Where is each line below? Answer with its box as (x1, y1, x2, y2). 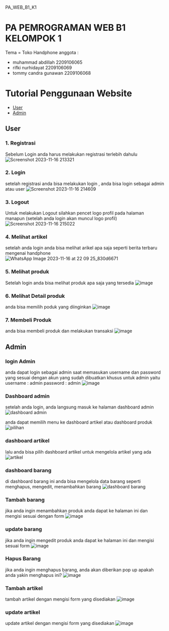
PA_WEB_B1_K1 (5, 5, 37, 10)
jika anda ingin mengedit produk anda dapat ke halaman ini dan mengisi (5, 537, 154, 543)
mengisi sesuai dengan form (5, 513, 65, 519)
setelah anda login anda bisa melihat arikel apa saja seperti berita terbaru (5, 245, 157, 251)
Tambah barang (5, 496, 45, 503)
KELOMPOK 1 (5, 33, 62, 44)
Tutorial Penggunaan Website (5, 88, 132, 99)
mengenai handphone (5, 250, 51, 256)
